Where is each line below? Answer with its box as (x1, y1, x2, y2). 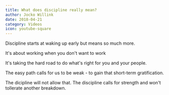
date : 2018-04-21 (5, 17, 42, 22)
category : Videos (5, 21, 42, 27)
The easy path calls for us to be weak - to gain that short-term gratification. (5, 70, 164, 76)
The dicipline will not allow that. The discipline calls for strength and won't (5, 80, 161, 86)
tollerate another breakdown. (5, 85, 66, 91)
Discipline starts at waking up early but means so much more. (5, 40, 135, 46)
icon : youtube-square (5, 26, 52, 31)
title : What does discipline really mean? (5, 7, 97, 13)
